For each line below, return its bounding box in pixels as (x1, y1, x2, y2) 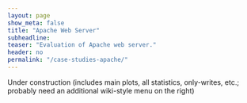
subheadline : (7, 33, 51, 42)
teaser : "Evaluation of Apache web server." (7, 41, 157, 49)
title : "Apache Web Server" (7, 26, 101, 34)
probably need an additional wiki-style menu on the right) (7, 86, 195, 95)
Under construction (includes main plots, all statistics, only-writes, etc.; (7, 77, 239, 87)
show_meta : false (7, 19, 65, 27)
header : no (7, 48, 44, 56)
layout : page (7, 11, 51, 20)
